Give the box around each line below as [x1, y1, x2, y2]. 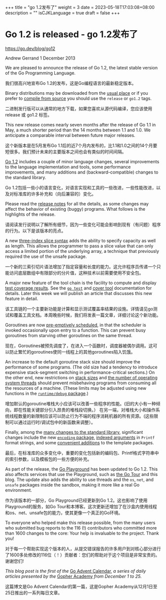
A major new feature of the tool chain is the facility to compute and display [5, 280, 157, 286]
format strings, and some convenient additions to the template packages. [5, 439, 154, 445]
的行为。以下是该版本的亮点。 [5, 228, 66, 234]
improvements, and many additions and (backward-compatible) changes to [5, 169, 159, 175]
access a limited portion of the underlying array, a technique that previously [5, 248, 160, 254]
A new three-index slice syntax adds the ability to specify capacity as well [5, 238, 156, 243]
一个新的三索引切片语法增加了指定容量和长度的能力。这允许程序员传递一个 [5, 263, 157, 269]
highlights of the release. [5, 211, 56, 217]
